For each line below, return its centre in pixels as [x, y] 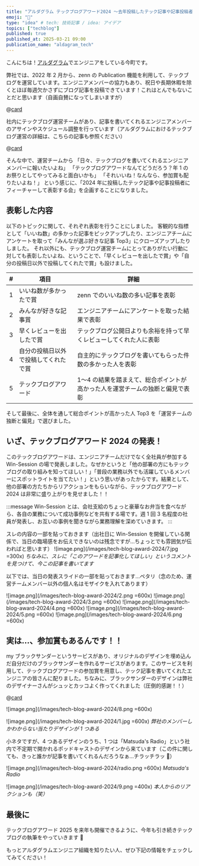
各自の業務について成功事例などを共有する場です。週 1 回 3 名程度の [99, 513]
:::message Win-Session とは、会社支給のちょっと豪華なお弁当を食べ [91, 506]
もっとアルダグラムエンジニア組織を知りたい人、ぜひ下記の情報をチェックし [99, 850]
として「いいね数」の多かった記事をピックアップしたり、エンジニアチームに [99, 233]
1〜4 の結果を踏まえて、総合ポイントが [132, 379]
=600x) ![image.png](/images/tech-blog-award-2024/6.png [109, 614]
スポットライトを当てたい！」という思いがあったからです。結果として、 [104, 479]
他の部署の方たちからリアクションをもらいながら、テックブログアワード [94, 486]
